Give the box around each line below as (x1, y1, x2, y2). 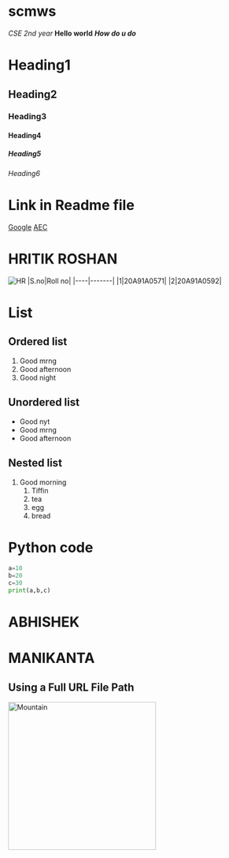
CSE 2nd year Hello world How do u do (8, 28, 136, 38)
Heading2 (8, 88, 57, 101)
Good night (19, 373, 57, 382)
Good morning (19, 477, 67, 487)
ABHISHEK (8, 613, 80, 631)
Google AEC (8, 222, 48, 231)
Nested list (8, 456, 63, 470)
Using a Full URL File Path (8, 680, 135, 694)
